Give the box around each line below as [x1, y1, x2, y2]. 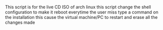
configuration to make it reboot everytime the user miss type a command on [5, 9, 159, 15]
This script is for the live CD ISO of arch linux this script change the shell [5, 4, 151, 10]
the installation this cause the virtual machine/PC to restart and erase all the [5, 15, 158, 20]
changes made [5, 19, 35, 25]
